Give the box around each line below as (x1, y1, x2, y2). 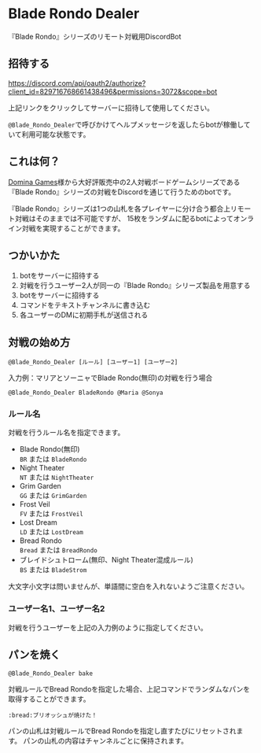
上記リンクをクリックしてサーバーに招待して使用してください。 (8, 103, 215, 113)
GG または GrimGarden (19, 491, 87, 500)
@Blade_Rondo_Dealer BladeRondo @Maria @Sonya (8, 389, 164, 397)
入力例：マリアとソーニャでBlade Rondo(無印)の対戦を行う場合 (8, 373, 213, 382)
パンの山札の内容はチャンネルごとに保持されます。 (23, 736, 189, 745)
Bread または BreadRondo (19, 545, 98, 555)
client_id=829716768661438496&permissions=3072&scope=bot (8, 87, 218, 96)
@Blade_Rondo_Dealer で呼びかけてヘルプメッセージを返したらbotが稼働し (8, 120, 244, 129)
